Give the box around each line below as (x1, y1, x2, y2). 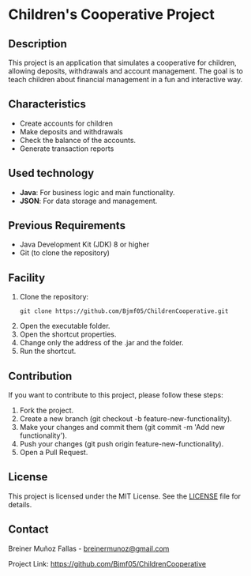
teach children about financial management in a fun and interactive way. (8, 75, 243, 84)
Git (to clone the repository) (19, 248, 111, 258)
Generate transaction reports (19, 144, 114, 153)
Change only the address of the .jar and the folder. (19, 338, 184, 348)
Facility (8, 271, 46, 284)
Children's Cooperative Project (8, 6, 215, 24)
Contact (8, 523, 49, 536)
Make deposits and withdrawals (19, 126, 124, 136)
